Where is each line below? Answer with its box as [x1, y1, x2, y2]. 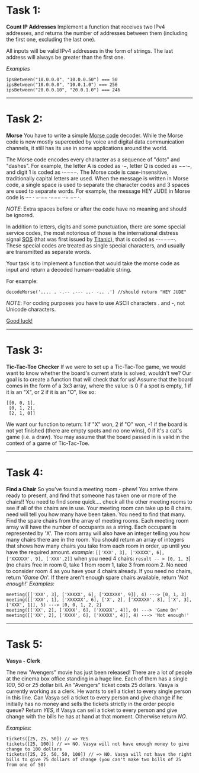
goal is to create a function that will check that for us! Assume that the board [6, 376, 193, 383]
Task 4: [6, 466, 43, 479]
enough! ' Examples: [6, 580, 55, 587]
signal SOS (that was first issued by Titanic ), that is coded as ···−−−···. [6, 236, 176, 243]
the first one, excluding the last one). [6, 36, 96, 43]
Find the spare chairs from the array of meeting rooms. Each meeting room [6, 517, 189, 524]
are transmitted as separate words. [6, 248, 92, 255]
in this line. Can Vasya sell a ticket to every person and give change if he [6, 694, 183, 701]
